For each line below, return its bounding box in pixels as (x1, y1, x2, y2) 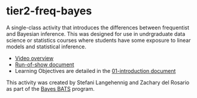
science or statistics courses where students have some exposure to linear (6, 36, 191, 44)
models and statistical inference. (6, 43, 87, 50)
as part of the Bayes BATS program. (6, 85, 95, 92)
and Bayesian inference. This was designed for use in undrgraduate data (6, 30, 186, 37)
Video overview (14, 54, 54, 62)
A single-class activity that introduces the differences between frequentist (6, 24, 190, 31)
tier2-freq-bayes (6, 4, 92, 18)
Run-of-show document (14, 61, 75, 68)
